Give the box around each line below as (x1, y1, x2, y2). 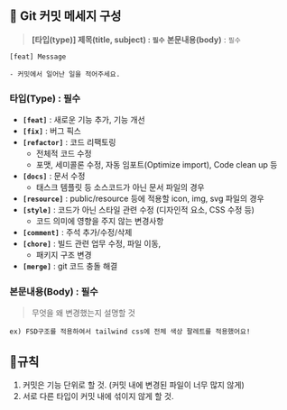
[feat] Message (9, 52, 67, 61)
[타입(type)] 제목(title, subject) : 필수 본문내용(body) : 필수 (31, 34, 241, 45)
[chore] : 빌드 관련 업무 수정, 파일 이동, (22, 238, 162, 250)
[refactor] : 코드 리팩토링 (22, 137, 116, 148)
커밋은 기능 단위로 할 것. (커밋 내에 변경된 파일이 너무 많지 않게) (22, 379, 245, 390)
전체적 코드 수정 (35, 148, 92, 159)
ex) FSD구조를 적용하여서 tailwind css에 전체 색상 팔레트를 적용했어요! (9, 327, 251, 336)
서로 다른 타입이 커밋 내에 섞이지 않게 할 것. (22, 391, 174, 402)
